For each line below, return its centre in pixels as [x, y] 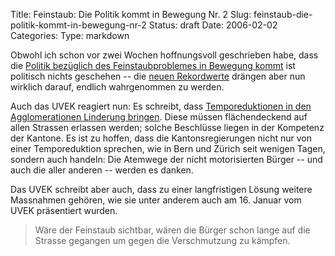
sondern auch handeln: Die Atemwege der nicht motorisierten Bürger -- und [166, 159]
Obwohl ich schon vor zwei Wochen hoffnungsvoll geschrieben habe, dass [164, 55]
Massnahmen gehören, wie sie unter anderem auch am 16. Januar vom [156, 200]
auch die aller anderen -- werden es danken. [102, 170]
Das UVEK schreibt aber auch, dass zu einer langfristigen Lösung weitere [161, 189]
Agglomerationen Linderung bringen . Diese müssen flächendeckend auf [159, 117]
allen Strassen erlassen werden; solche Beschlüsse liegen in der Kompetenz [167, 127]
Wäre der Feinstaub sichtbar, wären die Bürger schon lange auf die [172, 230]
